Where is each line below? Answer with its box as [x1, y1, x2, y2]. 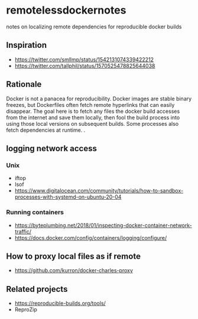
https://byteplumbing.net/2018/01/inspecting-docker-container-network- [14, 222, 192, 229]
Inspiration [6, 40, 47, 50]
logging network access [6, 143, 98, 154]
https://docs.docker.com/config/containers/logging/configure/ [14, 234, 167, 241]
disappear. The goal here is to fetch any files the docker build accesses [6, 108, 180, 115]
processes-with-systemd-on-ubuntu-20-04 [14, 193, 122, 201]
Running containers [6, 208, 64, 216]
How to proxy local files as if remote [6, 251, 141, 261]
